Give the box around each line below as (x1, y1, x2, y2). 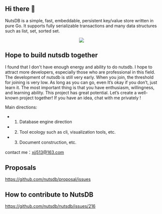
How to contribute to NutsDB (5, 190, 94, 199)
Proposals (5, 164, 36, 172)
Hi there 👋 (5, 5, 35, 13)
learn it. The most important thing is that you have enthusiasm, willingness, (5, 84, 155, 90)
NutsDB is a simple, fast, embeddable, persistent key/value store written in (5, 17, 154, 23)
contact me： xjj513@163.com (5, 149, 65, 155)
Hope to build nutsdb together (5, 51, 98, 60)
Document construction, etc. (19, 139, 77, 145)
